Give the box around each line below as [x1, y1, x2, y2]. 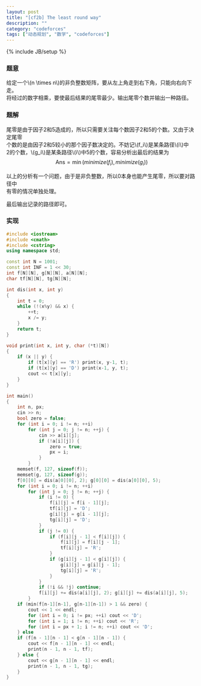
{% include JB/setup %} [6, 48, 67, 55]
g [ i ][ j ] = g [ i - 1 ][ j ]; [49, 511, 110, 518]
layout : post [6, 8, 39, 15]
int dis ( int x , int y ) [6, 286, 64, 292]
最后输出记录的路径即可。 [6, 200, 70, 208]
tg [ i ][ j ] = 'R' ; [60, 567, 102, 573]
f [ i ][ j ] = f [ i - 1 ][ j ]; [49, 500, 110, 506]
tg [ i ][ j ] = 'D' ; [49, 516, 91, 523]
